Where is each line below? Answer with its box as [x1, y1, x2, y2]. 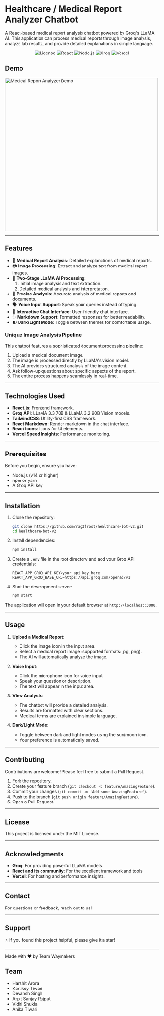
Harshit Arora [12, 980, 40, 986]
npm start [12, 593, 33, 598]
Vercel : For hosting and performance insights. [12, 873, 105, 879]
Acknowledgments [5, 850, 64, 858]
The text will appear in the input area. [19, 683, 95, 689]
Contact [5, 892, 30, 900]
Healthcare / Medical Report [5, 3, 122, 15]
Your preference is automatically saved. [19, 737, 100, 743]
